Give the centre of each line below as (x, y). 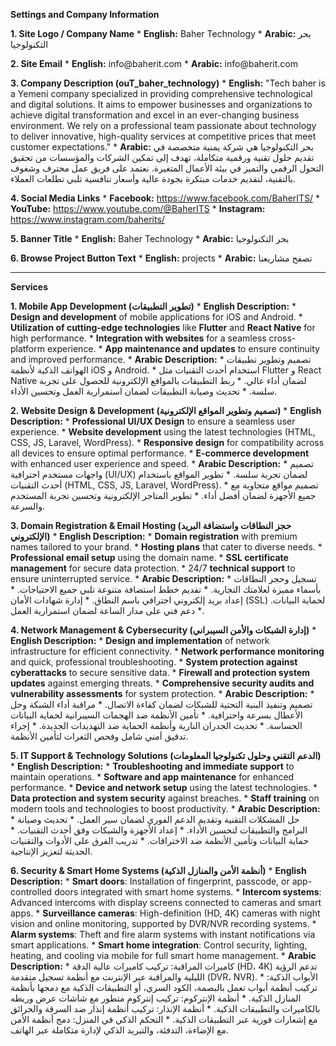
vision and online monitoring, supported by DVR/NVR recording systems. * (163, 923)
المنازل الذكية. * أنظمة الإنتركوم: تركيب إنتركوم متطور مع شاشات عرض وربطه (156, 998)
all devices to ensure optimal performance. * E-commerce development (160, 453)
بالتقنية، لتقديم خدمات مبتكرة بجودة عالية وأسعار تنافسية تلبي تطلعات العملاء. (153, 178)
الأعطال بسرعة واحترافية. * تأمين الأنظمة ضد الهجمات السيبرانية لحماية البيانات (156, 715)
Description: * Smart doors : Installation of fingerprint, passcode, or (150, 881)
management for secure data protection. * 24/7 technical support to (153, 568)
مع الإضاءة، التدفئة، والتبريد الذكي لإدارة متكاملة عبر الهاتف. (119, 1030)
